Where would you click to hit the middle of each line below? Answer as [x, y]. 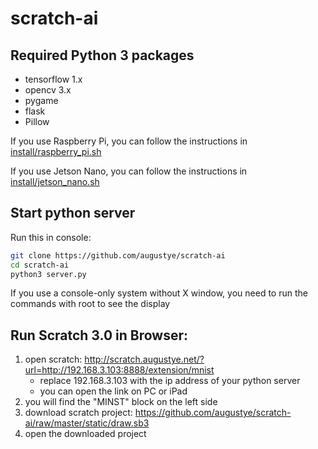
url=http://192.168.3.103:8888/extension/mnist [119, 370]
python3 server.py [48, 274]
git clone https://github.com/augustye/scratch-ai [118, 255]
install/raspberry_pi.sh [56, 151]
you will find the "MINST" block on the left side [121, 402]
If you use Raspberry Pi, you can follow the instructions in [129, 141]
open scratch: [53, 359]
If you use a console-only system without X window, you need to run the [159, 293]
